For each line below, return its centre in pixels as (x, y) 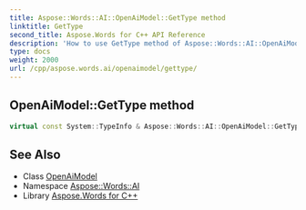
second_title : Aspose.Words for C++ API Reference (107, 35)
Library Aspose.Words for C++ (80, 195)
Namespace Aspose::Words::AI (81, 186)
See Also (35, 154)
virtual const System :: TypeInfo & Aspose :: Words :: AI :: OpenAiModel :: (142, 126)
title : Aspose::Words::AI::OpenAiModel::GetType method (117, 18)
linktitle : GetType (46, 26)
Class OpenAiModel (60, 176)
